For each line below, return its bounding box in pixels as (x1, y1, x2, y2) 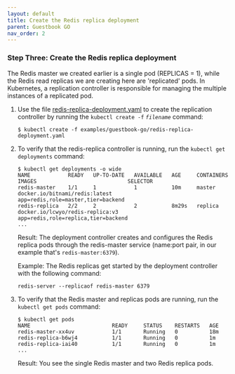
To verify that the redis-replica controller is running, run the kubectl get (17, 145, 226, 153)
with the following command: (17, 269, 102, 277)
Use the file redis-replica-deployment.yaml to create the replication (17, 105, 213, 113)
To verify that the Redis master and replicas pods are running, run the (17, 295, 219, 303)
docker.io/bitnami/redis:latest (17, 190, 112, 197)
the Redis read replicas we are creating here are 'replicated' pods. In (7, 76, 206, 85)
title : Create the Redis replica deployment (7, 17, 140, 24)
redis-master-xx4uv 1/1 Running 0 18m (17, 328, 219, 335)
